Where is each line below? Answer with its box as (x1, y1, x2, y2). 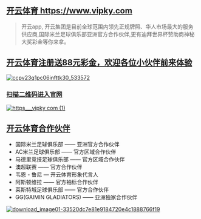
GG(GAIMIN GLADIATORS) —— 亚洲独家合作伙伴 (15, 193, 138, 201)
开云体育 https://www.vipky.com (6, 5, 132, 16)
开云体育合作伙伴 (6, 123, 70, 134)
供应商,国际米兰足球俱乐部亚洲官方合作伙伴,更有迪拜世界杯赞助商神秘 (21, 30, 195, 38)
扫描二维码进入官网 (6, 90, 63, 99)
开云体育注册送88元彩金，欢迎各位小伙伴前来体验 (6, 57, 192, 68)
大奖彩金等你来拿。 (21, 38, 70, 45)
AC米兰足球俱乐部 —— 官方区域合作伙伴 (15, 148, 117, 155)
